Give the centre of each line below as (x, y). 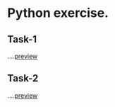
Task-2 (23, 78)
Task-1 (22, 39)
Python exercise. (58, 13)
